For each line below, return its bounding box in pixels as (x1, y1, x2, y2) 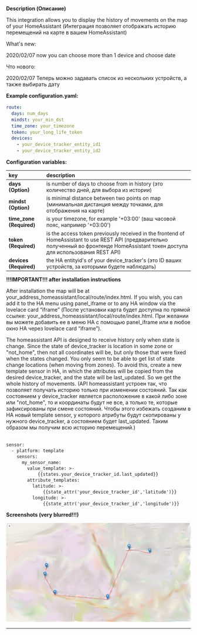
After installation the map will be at (6, 287, 90, 295)
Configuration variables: (6, 158, 67, 166)
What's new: (6, 41, 36, 47)
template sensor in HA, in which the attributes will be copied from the (6, 368, 174, 375)
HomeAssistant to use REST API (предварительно (46, 236, 168, 243)
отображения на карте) (46, 207, 105, 214)
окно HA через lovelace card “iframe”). (6, 325, 101, 332)
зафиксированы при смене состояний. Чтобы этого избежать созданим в (6, 405, 191, 412)
